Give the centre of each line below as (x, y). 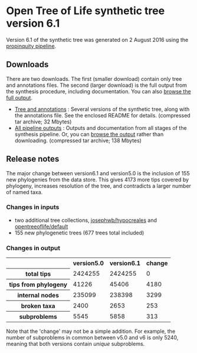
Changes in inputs (33, 207)
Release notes (33, 159)
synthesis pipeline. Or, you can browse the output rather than (89, 134)
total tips (38, 274)
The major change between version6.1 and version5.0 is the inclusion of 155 (98, 173)
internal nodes (38, 295)
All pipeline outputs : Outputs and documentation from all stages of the (101, 128)
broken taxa (38, 306)
